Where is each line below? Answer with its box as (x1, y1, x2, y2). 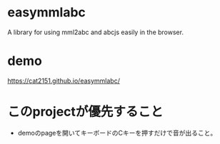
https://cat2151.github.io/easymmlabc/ (7, 76, 120, 85)
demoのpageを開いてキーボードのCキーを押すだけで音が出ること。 (17, 128, 217, 137)
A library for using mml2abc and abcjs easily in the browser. (7, 28, 184, 36)
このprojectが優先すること (7, 104, 164, 120)
